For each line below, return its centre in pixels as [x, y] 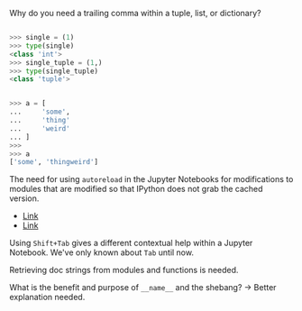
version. [24, 198]
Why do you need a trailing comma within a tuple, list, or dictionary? [135, 13]
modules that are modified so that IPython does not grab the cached [136, 189]
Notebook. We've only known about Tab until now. [101, 252]
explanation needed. [47, 297]
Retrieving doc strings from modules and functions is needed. [124, 270]
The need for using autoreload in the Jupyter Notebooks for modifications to [151, 179]
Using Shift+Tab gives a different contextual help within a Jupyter [131, 243]
